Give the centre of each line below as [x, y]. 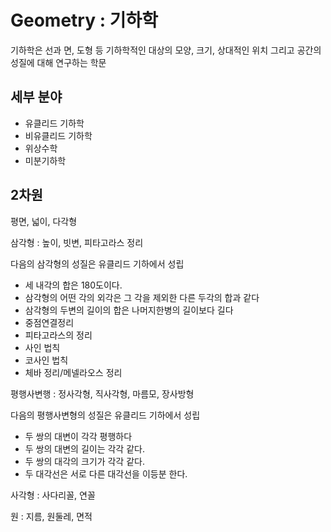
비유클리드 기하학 [58, 135]
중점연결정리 [49, 322]
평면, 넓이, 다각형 [44, 221]
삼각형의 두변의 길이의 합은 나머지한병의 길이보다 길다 [129, 310]
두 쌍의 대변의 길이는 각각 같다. [84, 448]
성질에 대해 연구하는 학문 [58, 62]
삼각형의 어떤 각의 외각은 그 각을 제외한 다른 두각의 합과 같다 [142, 297]
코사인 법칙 [46, 360]
